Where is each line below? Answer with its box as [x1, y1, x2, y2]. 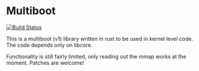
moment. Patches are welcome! [6, 59, 85, 66]
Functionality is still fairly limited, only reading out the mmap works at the [6, 53, 187, 60]
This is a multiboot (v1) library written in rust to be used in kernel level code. [6, 35, 194, 42]
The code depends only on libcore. [6, 41, 93, 49]
